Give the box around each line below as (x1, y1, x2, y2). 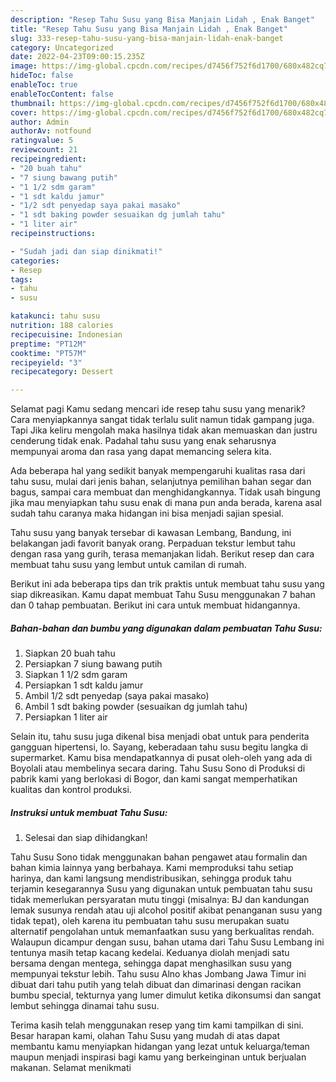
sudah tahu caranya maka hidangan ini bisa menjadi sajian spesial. (10, 507, 285, 520)
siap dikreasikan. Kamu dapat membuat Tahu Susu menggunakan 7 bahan (10, 589, 316, 601)
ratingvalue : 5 (10, 136, 74, 146)
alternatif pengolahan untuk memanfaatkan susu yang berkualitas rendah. (10, 926, 315, 938)
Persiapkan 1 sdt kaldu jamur (24, 679, 144, 691)
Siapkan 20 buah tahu (24, 647, 116, 660)
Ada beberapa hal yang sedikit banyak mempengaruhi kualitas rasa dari (10, 465, 306, 477)
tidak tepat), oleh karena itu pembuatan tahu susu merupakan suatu (10, 915, 290, 927)
